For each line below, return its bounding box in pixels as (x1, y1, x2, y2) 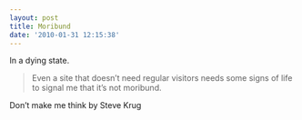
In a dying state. (9, 55, 70, 66)
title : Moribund (9, 22, 71, 31)
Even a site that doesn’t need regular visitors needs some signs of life (31, 73, 293, 84)
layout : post (9, 13, 59, 23)
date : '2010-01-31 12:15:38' (9, 30, 120, 39)
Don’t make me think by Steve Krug (9, 100, 142, 111)
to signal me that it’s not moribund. (31, 83, 162, 94)
